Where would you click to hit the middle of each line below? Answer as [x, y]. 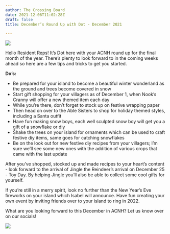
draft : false [19, 19]
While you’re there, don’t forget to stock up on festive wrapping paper [86, 105]
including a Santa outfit [37, 116]
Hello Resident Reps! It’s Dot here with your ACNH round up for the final [81, 53]
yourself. [15, 180]
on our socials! [21, 216]
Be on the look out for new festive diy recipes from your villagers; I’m [85, 143]
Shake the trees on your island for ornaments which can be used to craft [89, 132]
